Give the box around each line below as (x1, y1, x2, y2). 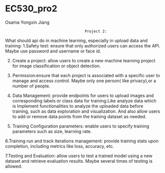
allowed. (5, 163, 22, 169)
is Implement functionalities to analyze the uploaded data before (12, 103, 143, 109)
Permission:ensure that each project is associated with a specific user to (12, 72, 161, 78)
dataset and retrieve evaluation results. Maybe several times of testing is (5, 158, 153, 164)
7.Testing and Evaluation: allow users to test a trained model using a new (5, 153, 153, 159)
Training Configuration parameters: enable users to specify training (12, 123, 150, 129)
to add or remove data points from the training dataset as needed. (12, 113, 147, 119)
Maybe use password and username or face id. (5, 48, 101, 54)
